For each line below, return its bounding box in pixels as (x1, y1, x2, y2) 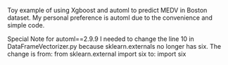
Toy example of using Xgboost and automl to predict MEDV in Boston (7, 6, 208, 14)
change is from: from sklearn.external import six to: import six (7, 49, 186, 58)
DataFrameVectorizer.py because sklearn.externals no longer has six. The (7, 42, 222, 50)
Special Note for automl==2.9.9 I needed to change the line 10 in (7, 35, 195, 43)
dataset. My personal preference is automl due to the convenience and (7, 13, 213, 22)
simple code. (7, 21, 45, 29)
